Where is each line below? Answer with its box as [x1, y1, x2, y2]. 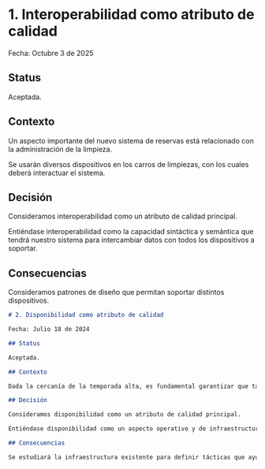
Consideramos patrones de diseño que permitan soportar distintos [8, 288, 225, 297]
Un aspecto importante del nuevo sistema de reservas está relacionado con [8, 136, 254, 145]
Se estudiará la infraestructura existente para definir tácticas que [8, 453, 245, 461]
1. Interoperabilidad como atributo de [8, 6, 255, 24]
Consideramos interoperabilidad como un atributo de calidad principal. [8, 211, 238, 221]
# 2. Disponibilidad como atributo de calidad [8, 311, 164, 319]
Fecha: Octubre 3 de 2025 [8, 48, 94, 58]
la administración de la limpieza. [8, 144, 113, 154]
